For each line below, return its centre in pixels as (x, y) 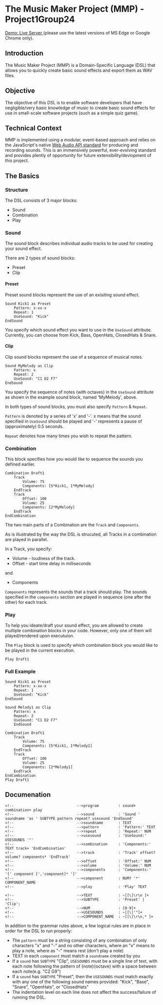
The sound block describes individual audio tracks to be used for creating (79, 243)
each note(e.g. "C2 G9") (36, 971)
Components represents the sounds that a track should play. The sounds (76, 592)
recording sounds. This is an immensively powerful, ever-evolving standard (81, 150)
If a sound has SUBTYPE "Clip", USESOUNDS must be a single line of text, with (85, 961)
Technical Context (33, 128)
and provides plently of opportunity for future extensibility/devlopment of (78, 155)
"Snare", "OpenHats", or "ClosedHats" (50, 987)
